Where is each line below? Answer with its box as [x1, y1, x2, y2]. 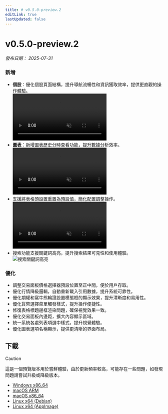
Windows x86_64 [12, 382, 48, 388]
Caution [5, 355, 21, 361]
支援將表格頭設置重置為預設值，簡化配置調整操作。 [12, 195, 118, 201]
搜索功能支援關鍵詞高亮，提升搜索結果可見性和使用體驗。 [12, 249, 131, 255]
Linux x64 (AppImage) [12, 403, 59, 409]
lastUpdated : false [5, 16, 46, 21]
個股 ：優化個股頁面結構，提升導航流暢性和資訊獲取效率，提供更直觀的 [12, 81, 157, 87]
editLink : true [5, 12, 37, 17]
